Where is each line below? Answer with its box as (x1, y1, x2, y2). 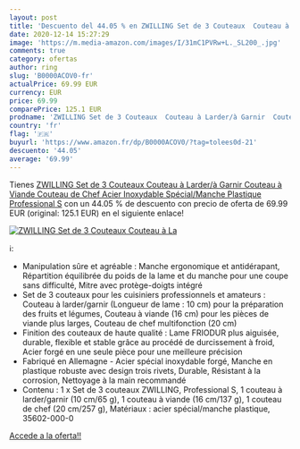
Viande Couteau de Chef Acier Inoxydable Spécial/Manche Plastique (9, 189, 262, 199)
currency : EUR (9, 88, 62, 97)
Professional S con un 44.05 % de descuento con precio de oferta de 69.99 (9, 198, 288, 208)
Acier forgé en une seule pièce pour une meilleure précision (21, 346, 243, 357)
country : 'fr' (9, 122, 62, 131)
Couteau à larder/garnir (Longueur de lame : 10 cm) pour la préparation (21, 299, 284, 309)
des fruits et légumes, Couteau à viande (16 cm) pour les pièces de (21, 308, 270, 318)
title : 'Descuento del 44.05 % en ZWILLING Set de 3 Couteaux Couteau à (9, 21, 290, 30)
